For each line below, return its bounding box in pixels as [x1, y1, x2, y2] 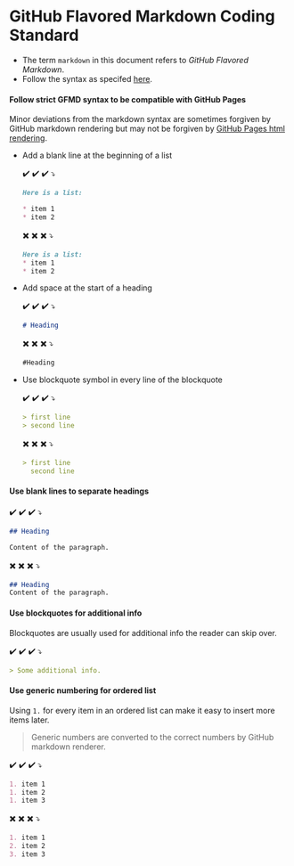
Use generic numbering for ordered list [9, 685, 157, 696]
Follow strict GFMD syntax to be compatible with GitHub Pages [9, 94, 247, 104]
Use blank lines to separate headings [9, 486, 150, 496]
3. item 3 [9, 850, 46, 859]
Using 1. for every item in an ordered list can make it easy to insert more [9, 705, 275, 715]
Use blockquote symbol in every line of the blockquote [21, 374, 223, 385]
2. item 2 [9, 842, 46, 851]
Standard [9, 25, 79, 45]
